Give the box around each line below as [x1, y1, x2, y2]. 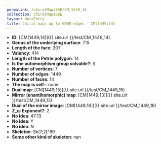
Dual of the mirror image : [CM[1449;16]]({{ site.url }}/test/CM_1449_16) [11, 103, 157, 108]
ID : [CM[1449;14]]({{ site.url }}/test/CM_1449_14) [11, 35, 110, 40]
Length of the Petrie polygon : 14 [11, 55, 79, 62]
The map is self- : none [11, 82, 59, 88]
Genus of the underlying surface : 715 [11, 40, 90, 46]
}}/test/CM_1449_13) [11, 97, 53, 104]
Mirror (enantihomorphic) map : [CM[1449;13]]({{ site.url [11, 92, 128, 98]
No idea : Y [11, 118, 34, 124]
